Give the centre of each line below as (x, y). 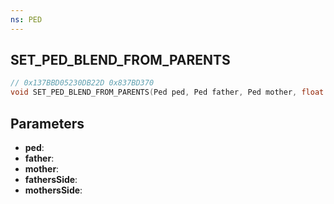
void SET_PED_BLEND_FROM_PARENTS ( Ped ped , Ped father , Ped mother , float (167, 92)
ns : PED (26, 19)
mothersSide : (53, 190)
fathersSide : (51, 179)
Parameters (47, 123)
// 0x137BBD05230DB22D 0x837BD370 (82, 83)
